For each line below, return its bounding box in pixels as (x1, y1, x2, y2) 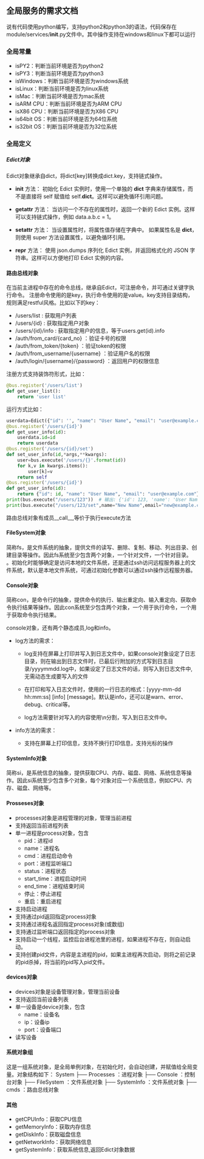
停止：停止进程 (24, 890, 62, 897)
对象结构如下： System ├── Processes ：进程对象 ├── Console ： (16, 1071, 185, 1078)
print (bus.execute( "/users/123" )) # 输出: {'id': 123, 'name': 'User (6, 497, 187, 503)
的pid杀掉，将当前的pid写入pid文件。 (15, 958, 108, 965)
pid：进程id (24, 837, 53, 844)
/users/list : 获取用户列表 (15, 312, 77, 319)
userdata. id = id (17, 435, 56, 441)
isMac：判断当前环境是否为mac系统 (15, 93, 105, 100)
